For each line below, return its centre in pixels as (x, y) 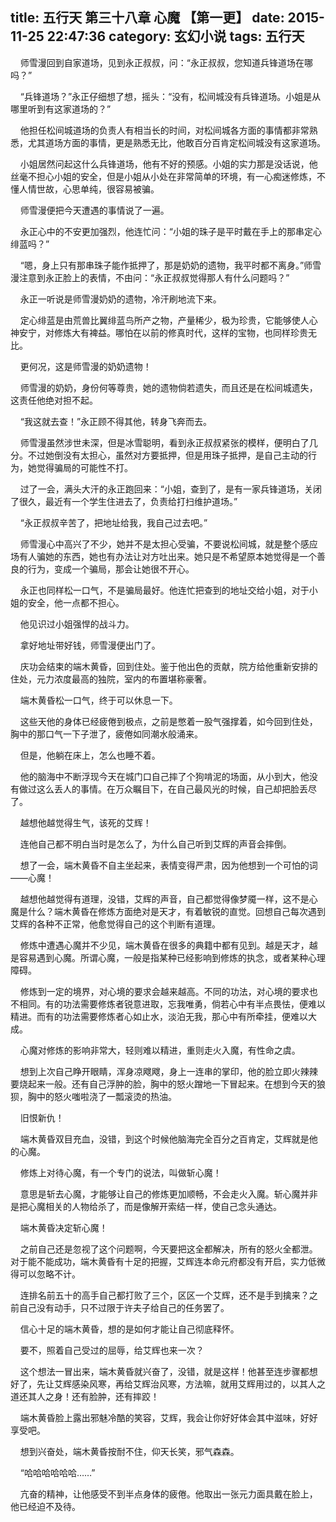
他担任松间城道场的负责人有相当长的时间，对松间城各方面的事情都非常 (164, 130)
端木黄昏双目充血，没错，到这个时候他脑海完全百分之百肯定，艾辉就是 (164, 1139)
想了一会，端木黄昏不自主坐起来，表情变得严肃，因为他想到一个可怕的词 (168, 865)
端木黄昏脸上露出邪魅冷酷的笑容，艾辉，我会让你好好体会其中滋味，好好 (168, 1417)
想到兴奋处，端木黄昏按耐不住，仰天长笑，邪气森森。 (129, 1451)
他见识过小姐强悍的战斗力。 (77, 624)
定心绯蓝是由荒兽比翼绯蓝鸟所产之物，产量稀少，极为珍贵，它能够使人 (164, 320)
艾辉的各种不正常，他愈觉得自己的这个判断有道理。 (115, 924)
